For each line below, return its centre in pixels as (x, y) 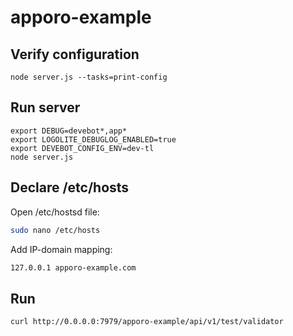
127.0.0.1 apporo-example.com (73, 267)
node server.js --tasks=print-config (89, 77)
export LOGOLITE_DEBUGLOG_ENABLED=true (93, 139)
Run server (45, 107)
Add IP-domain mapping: (61, 249)
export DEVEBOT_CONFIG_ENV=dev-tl (82, 148)
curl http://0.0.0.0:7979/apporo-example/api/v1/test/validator (147, 322)
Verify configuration (75, 54)
